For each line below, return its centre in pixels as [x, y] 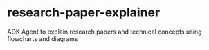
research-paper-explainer [84, 13]
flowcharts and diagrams [43, 38]
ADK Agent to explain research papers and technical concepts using [104, 32]
